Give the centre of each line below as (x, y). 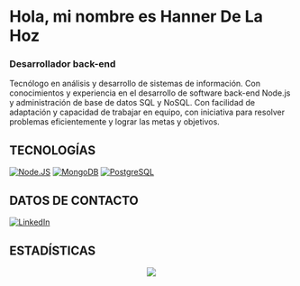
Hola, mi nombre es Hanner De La (136, 17)
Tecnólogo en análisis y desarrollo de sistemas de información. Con (135, 84)
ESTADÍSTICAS (53, 250)
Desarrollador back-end (63, 64)
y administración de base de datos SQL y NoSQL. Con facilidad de (132, 103)
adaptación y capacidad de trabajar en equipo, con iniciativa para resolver (147, 112)
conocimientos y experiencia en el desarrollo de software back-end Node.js (150, 93)
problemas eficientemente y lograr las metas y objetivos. (115, 122)
